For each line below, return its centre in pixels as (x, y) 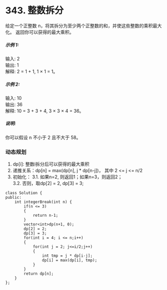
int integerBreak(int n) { (43, 202)
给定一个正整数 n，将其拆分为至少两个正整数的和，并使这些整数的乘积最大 (84, 26)
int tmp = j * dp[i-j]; (67, 256)
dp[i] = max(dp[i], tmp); (69, 260)
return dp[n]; (39, 274)
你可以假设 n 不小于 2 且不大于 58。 (43, 137)
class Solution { (24, 193)
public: (14, 198)
